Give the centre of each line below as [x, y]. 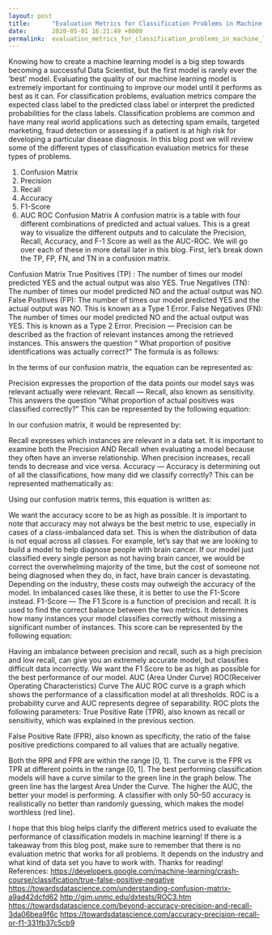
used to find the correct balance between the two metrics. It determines [128, 610]
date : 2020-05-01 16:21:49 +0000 [76, 31]
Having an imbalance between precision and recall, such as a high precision [135, 652]
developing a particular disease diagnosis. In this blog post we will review [131, 140]
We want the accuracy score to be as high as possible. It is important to [127, 515]
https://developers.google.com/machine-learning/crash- [144, 871]
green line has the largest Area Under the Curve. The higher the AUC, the [131, 786]
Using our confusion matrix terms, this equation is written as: [110, 499]
